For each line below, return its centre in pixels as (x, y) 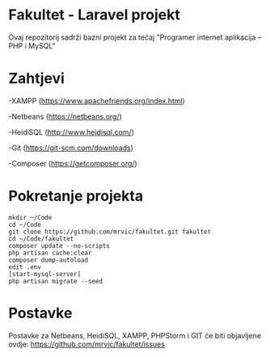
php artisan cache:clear (50, 253)
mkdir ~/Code (30, 217)
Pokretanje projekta (76, 196)
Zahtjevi (36, 79)
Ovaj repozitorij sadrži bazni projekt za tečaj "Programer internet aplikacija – (135, 37)
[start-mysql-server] (45, 274)
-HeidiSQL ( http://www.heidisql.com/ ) (72, 132)
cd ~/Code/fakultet (41, 239)
